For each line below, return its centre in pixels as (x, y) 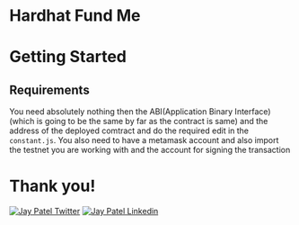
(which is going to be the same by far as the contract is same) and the (139, 121)
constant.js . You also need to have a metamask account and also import (144, 140)
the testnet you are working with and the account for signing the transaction (150, 150)
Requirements (49, 90)
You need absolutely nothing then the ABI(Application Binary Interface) (140, 112)
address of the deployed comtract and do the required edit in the (129, 130)
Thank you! (53, 186)
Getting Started (68, 57)
